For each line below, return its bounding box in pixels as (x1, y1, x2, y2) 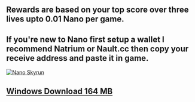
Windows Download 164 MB (6, 86, 113, 96)
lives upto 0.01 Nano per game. (6, 14, 124, 24)
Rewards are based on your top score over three (6, 5, 189, 15)
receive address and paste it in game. (6, 53, 149, 63)
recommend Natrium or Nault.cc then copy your (6, 44, 189, 54)
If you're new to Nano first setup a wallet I (6, 34, 164, 44)
